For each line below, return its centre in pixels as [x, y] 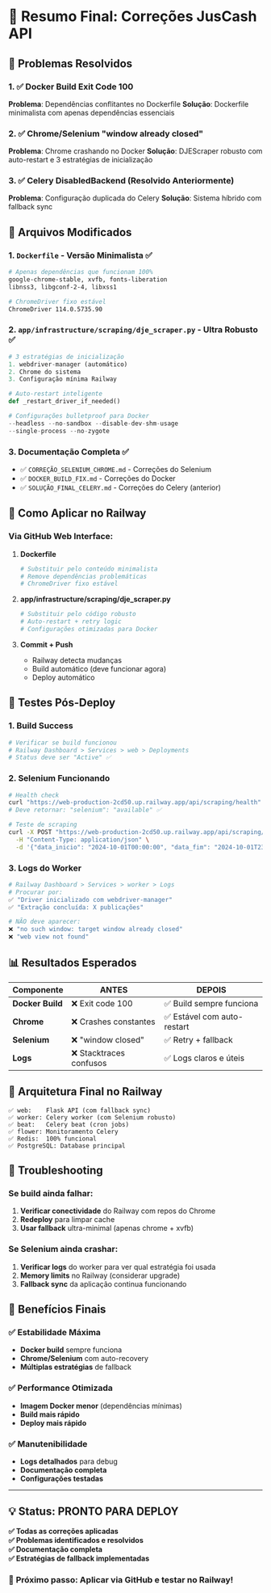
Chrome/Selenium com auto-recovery [84, 1359]
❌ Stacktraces [98, 1052]
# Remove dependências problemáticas [83, 576]
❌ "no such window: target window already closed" [96, 929]
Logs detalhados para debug [69, 1461]
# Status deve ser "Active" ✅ [60, 758]
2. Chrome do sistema [45, 372]
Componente [38, 989]
